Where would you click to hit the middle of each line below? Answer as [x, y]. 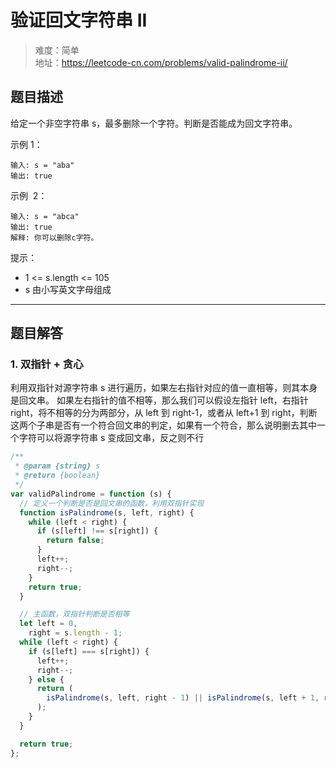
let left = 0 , [48, 624]
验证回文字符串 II [79, 20]
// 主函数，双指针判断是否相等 [74, 614]
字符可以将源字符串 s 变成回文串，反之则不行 [111, 438]
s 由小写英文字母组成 [68, 289]
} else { [46, 679]
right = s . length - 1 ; [75, 633]
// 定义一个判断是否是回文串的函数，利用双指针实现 [112, 503]
